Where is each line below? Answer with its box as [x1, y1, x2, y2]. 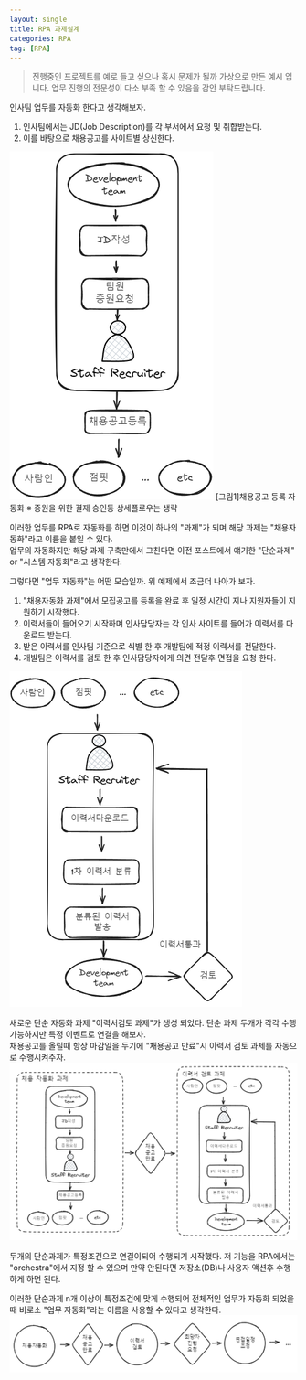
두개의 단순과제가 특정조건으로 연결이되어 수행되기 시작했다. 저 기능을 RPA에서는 [9, 1250, 296, 1261]
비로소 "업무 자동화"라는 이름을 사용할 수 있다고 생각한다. [18, 1304, 222, 1315]
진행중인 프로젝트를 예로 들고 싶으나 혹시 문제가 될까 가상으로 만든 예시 [31, 71, 283, 82]
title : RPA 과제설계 [9, 24, 80, 34]
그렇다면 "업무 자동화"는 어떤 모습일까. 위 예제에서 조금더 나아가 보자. [9, 576, 256, 587]
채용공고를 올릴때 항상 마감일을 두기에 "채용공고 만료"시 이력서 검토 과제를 [9, 1041, 273, 1052]
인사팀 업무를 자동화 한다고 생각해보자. [9, 102, 146, 113]
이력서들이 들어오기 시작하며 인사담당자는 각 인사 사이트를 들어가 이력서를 [22, 618, 285, 629]
